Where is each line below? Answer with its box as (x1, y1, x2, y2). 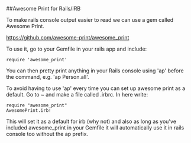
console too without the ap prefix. (6, 131, 89, 137)
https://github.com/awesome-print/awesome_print (6, 34, 130, 41)
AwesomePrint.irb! (6, 108, 51, 114)
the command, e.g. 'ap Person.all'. (6, 74, 89, 80)
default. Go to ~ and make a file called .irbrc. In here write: (6, 91, 148, 98)
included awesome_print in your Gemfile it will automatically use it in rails (6, 124, 184, 131)
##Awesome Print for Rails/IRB (6, 5, 81, 12)
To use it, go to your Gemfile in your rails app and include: (6, 45, 147, 52)
